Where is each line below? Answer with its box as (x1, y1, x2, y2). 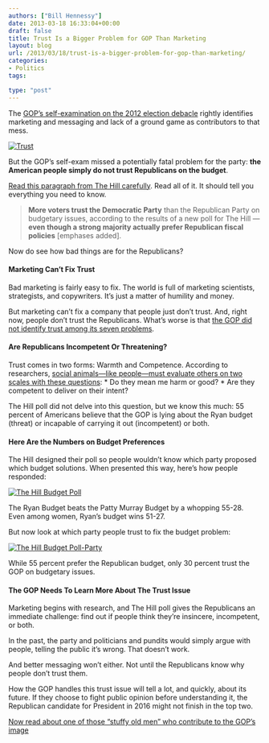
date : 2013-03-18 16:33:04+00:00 (8, 19, 120, 27)
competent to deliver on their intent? (8, 386, 128, 395)
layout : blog (8, 42, 52, 50)
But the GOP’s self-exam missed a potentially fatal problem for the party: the (8, 156, 262, 166)
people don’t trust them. (8, 669, 88, 679)
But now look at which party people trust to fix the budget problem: (8, 527, 231, 537)
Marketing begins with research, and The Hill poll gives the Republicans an (8, 603, 255, 613)
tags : (8, 72, 26, 80)
